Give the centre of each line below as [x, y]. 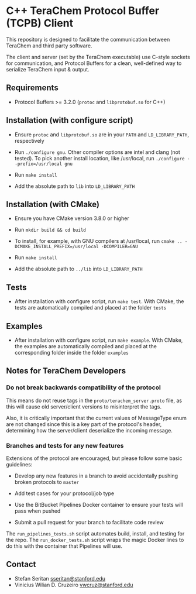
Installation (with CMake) [53, 204]
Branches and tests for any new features [65, 445]
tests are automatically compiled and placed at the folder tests [90, 308]
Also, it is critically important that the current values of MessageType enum [97, 418]
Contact [21, 564]
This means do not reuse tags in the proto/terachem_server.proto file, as [94, 400]
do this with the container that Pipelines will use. [64, 546]
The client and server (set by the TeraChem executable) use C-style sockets [98, 57]
